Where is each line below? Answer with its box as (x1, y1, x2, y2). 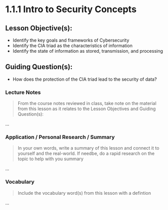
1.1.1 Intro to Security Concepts (5, 4, 137, 15)
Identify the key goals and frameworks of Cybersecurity (12, 37, 130, 43)
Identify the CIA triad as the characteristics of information (12, 43, 133, 49)
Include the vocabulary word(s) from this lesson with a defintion (17, 190, 151, 196)
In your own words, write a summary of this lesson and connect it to (17, 145, 159, 151)
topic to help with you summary (17, 156, 83, 162)
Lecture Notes (5, 89, 41, 96)
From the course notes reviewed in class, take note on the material (17, 100, 157, 107)
